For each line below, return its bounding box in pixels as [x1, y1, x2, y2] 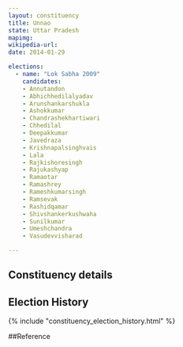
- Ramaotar [22, 173, 58, 181]
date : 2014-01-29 [8, 48, 65, 56]
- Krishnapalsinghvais [22, 143, 97, 151]
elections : [8, 63, 44, 71]
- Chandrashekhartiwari [22, 114, 101, 123]
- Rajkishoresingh [22, 158, 83, 166]
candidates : [22, 77, 62, 86]
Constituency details [8, 269, 113, 282]
